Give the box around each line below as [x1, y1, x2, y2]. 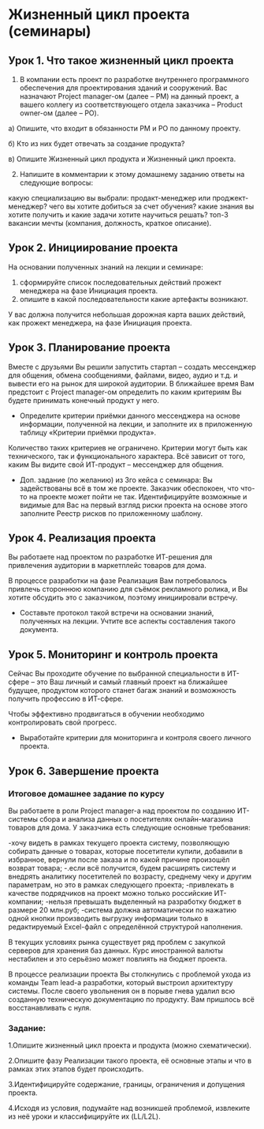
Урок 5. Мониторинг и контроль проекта [8, 648, 218, 661]
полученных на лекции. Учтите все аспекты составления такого [19, 616, 236, 626]
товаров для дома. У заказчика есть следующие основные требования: [8, 822, 251, 832]
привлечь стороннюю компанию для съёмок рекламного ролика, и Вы [8, 585, 248, 594]
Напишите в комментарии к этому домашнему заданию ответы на [19, 170, 245, 179]
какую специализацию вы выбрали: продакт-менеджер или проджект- [8, 194, 249, 202]
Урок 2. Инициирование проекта [8, 241, 179, 254]
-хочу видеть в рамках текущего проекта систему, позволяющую [8, 837, 230, 847]
